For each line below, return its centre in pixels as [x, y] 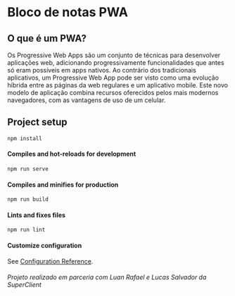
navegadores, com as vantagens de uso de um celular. [87, 100]
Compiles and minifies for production [63, 185]
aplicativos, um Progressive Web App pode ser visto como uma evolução [113, 78]
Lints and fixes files [36, 215]
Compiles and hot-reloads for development [72, 154]
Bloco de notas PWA [68, 12]
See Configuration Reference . [50, 261]
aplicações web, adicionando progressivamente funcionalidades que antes [116, 63]
